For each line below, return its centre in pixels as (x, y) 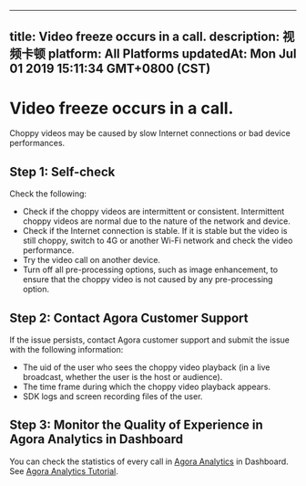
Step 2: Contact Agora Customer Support (129, 317)
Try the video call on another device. (92, 260)
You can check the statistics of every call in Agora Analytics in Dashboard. (149, 461)
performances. (37, 143)
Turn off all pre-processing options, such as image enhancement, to (150, 269)
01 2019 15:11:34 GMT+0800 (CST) (110, 69)
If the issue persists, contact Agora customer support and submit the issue (149, 340)
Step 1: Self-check (62, 171)
